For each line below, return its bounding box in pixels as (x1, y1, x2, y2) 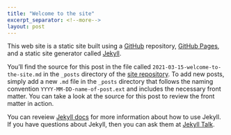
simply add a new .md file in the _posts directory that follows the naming (7, 78, 214, 86)
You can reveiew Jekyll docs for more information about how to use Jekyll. (7, 113, 221, 121)
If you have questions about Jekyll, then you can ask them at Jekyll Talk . (7, 120, 215, 129)
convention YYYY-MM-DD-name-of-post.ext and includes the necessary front (7, 84, 221, 93)
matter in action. (7, 100, 54, 108)
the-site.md (7, 71, 42, 78)
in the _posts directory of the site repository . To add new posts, (42, 70, 225, 78)
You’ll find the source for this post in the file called (7, 63, 152, 71)
